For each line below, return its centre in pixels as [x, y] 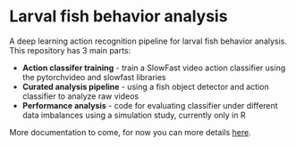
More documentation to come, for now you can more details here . [131, 132]
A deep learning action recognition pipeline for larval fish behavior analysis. [148, 41]
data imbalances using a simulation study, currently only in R [134, 115]
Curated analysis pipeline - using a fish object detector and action [146, 86]
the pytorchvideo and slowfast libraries [94, 77]
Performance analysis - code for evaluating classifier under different [150, 105]
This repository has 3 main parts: [70, 50]
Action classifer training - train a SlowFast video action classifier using [154, 68]
